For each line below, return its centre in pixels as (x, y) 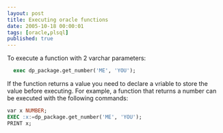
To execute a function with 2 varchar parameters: (77, 58)
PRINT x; (19, 123)
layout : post (26, 13)
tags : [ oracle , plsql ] (38, 32)
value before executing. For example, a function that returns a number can (112, 91)
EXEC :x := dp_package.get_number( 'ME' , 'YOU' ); (75, 117)
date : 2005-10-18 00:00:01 (45, 26)
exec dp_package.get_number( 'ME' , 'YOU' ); (75, 71)
